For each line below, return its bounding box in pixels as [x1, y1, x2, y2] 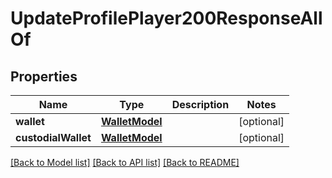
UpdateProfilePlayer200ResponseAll [10, 7, 323, 30]
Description [171, 98, 230, 111]
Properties [10, 68, 78, 85]
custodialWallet [15, 131, 92, 144]
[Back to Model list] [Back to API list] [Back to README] [10, 157, 240, 168]
